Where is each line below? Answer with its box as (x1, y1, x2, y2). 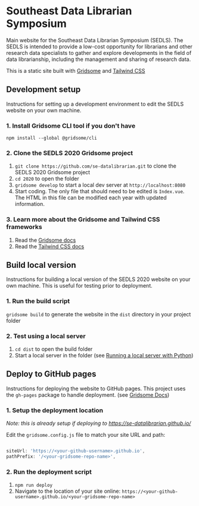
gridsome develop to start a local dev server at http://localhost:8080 (14, 181, 186, 189)
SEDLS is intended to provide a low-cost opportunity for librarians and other (6, 43, 192, 50)
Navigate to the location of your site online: (14, 488, 121, 495)
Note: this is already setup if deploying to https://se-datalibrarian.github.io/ (6, 419, 191, 427)
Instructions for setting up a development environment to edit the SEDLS (6, 100, 184, 107)
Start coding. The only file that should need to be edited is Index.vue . (14, 188, 185, 195)
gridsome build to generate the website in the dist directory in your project (6, 310, 191, 317)
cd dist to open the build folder (14, 345, 93, 353)
